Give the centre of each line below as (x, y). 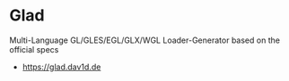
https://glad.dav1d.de (61, 67)
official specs (34, 49)
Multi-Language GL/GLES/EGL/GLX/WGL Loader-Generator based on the (145, 40)
